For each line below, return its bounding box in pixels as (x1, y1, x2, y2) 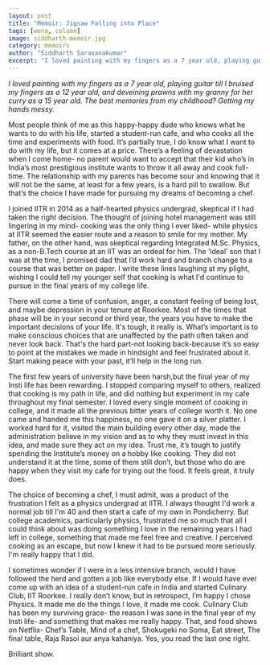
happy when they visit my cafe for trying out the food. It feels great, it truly (8, 466, 255, 475)
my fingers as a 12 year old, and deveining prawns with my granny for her (8, 87, 253, 96)
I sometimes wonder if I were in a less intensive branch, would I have (8, 564, 236, 575)
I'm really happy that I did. (8, 549, 95, 559)
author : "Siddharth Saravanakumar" (8, 49, 128, 57)
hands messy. (8, 104, 55, 113)
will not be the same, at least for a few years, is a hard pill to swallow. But (8, 179, 251, 189)
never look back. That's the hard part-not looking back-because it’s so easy (8, 339, 260, 348)
